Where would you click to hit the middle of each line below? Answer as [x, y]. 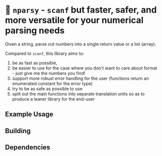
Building [18, 131]
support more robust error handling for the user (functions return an [80, 78]
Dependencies [28, 147]
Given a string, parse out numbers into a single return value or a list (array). [81, 44]
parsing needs [35, 31]
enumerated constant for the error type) [52, 83]
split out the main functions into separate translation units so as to [78, 94]
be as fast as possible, [35, 63]
